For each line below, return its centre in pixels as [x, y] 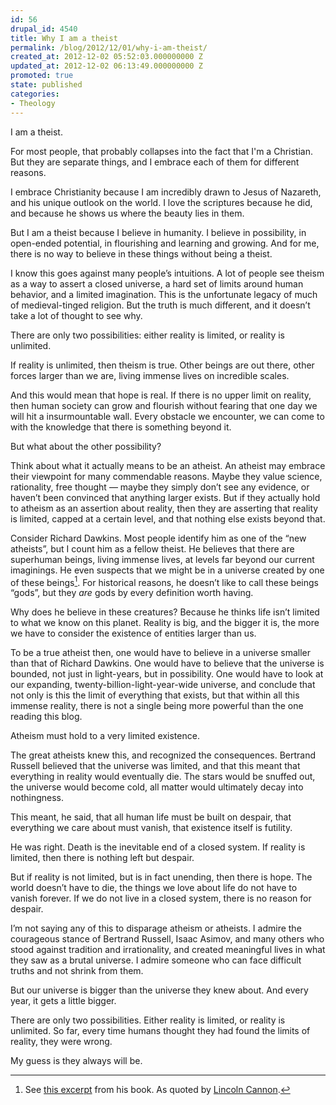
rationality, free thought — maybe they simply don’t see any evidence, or [160, 487]
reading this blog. [46, 717]
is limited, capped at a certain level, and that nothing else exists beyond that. [168, 518]
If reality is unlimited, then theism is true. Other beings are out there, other [162, 365]
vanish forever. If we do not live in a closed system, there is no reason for [161, 898]
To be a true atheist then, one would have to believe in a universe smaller [161, 653]
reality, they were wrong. [61, 1042]
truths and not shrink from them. [77, 971]
